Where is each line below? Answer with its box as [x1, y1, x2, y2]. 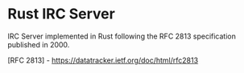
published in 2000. [7, 39, 70, 49]
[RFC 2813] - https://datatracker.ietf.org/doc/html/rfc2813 [7, 55, 199, 65]
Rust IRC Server [7, 5, 116, 23]
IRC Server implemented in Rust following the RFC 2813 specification [7, 31, 237, 41]
